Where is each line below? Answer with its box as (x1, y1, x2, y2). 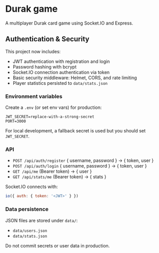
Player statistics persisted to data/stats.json (12, 80, 108, 86)
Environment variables (5, 93, 63, 100)
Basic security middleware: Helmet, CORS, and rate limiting (12, 75, 137, 81)
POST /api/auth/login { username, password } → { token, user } (12, 163, 147, 169)
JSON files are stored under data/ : (5, 217, 78, 223)
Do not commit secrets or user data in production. (5, 242, 110, 248)
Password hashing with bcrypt (12, 63, 77, 70)
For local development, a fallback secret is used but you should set (5, 128, 146, 134)
